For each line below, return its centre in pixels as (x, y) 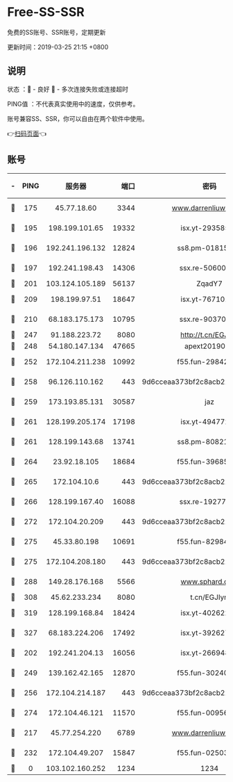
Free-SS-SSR (46, 12)
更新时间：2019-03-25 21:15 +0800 (58, 47)
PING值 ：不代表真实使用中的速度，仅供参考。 (73, 104)
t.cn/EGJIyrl (209, 597)
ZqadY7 (210, 284)
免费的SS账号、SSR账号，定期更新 (57, 32)
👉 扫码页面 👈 (27, 133)
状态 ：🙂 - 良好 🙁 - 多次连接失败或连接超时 (68, 89)
